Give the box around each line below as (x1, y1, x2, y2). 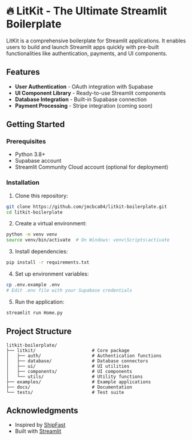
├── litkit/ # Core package (6, 347, 130, 353)
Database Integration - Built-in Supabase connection (14, 96, 147, 103)
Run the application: (14, 298, 65, 305)
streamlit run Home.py (6, 310, 63, 316)
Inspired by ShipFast (14, 421, 66, 429)
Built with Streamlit (14, 427, 62, 435)
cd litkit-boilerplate (6, 209, 63, 215)
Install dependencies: (14, 248, 68, 255)
